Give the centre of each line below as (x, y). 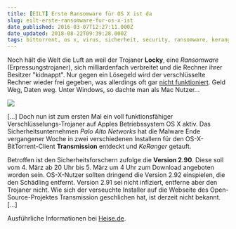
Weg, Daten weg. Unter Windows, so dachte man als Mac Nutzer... (104, 90)
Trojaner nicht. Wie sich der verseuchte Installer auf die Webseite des (108, 190)
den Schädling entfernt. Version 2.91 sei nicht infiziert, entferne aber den (112, 183)
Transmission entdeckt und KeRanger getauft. (124, 146)
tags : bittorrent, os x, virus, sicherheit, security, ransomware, (108, 40)
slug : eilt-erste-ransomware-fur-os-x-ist (70, 20)
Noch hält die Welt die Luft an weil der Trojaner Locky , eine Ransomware (113, 60)
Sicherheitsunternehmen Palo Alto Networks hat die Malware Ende (104, 131)
